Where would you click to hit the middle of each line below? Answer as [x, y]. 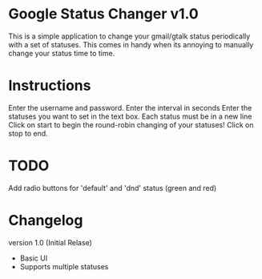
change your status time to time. [62, 53]
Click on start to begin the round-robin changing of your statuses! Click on [131, 124]
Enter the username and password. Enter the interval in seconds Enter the [130, 107]
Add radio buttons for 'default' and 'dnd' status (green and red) [113, 188]
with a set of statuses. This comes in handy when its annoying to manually [131, 44]
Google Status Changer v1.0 [103, 14]
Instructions [50, 86]
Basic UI [34, 258]
